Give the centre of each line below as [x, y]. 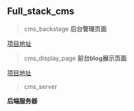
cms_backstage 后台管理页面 [65, 29]
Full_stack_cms [41, 11]
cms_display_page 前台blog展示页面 [75, 58]
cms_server [40, 86]
